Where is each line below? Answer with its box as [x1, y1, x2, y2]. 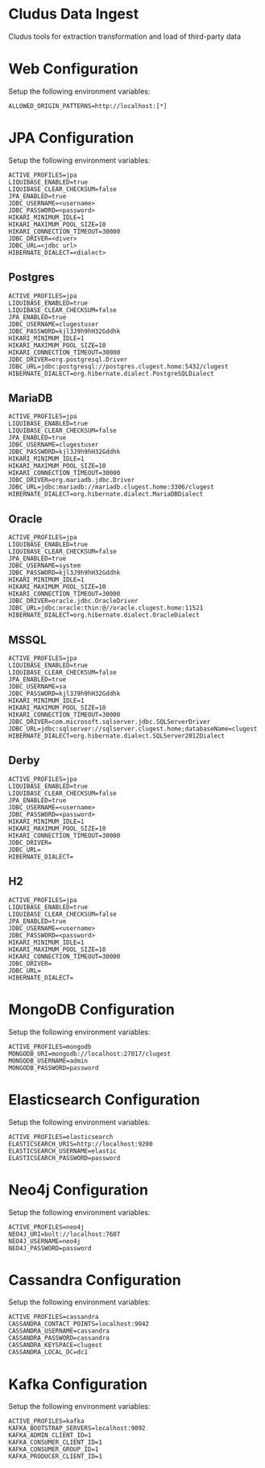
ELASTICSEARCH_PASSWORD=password [8, 1154, 121, 1162]
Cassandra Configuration [8, 1270, 181, 1289]
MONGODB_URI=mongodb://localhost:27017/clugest [8, 1050, 172, 1058]
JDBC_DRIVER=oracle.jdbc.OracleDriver [8, 597, 139, 605]
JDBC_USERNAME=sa [8, 683, 67, 691]
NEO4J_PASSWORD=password [8, 1244, 92, 1252]
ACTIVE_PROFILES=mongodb [8, 1042, 92, 1050]
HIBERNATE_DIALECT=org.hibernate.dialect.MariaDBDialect [8, 490, 204, 498]
